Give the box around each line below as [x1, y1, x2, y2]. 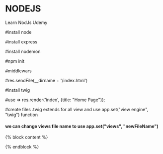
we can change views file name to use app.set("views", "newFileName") [5, 123, 159, 129]
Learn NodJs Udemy [5, 19, 48, 25]
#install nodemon [5, 48, 41, 54]
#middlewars [5, 68, 32, 74]
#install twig [5, 87, 30, 93]
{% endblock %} [5, 144, 39, 150]
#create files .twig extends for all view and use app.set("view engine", [5, 106, 149, 112]
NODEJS [5, 3, 41, 14]
